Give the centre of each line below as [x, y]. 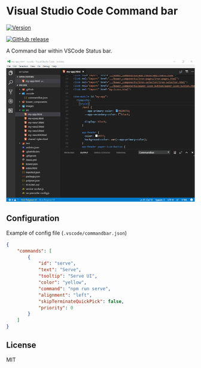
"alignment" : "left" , [65, 295]
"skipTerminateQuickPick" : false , [81, 301]
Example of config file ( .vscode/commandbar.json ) [67, 233]
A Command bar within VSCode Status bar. [59, 51]
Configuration [33, 219]
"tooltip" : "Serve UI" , [68, 276]
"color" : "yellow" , [62, 282]
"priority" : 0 [56, 308]
